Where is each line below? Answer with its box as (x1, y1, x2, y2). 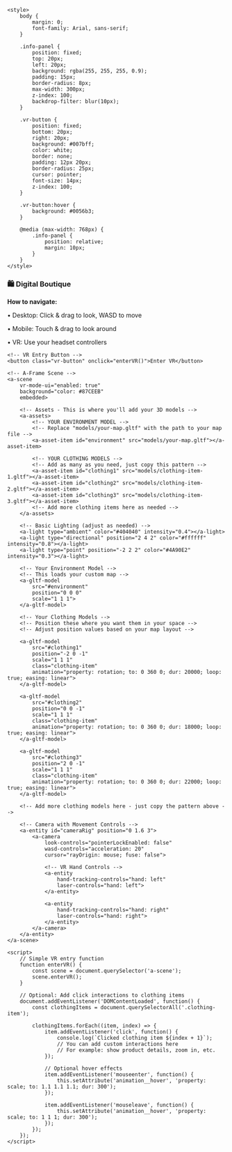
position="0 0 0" (32, 590, 82, 597)
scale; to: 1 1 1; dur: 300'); (7, 1114, 98, 1121)
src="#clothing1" (32, 645, 82, 652)
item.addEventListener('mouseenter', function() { (44, 1071, 194, 1078)
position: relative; (44, 238, 104, 245)
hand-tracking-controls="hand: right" (56, 907, 169, 914)
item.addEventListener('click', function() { (44, 1029, 179, 1036)
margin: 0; (32, 19, 64, 26)
